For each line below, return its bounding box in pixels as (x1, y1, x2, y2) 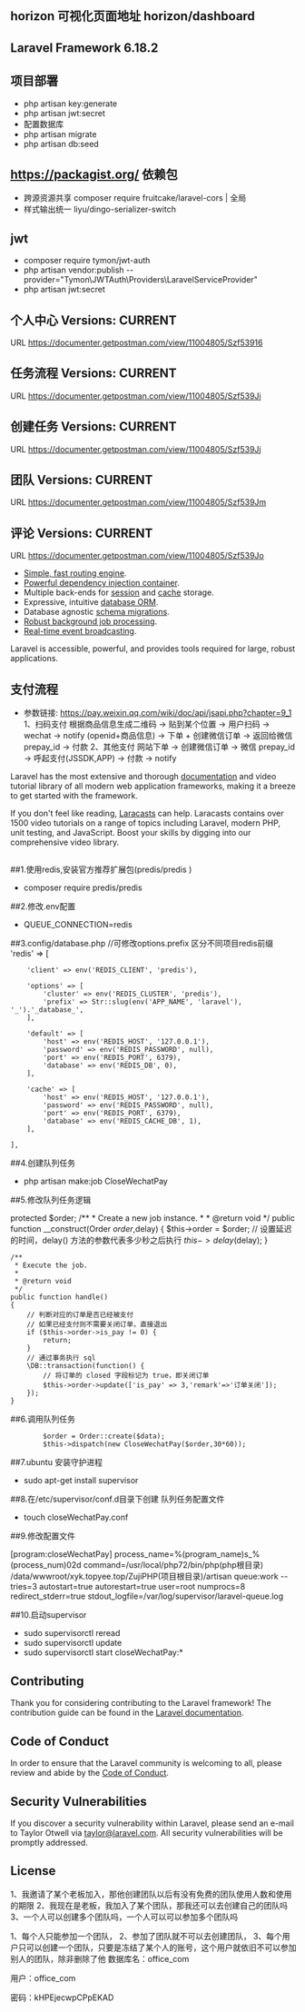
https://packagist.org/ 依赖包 (10, 166, 178, 182)
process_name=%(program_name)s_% (113, 1549, 261, 1560)
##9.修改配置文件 (10, 1531, 76, 1541)
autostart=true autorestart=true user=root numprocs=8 (38, 1581, 246, 1592)
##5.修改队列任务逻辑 (10, 1194, 92, 1205)
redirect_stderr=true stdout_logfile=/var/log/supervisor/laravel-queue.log (10, 1591, 284, 1601)
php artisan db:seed (23, 138, 99, 149)
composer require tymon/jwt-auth (23, 255, 151, 266)
